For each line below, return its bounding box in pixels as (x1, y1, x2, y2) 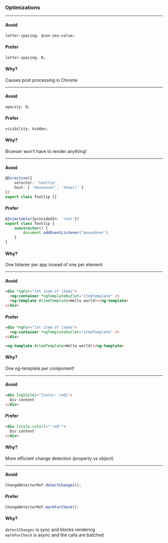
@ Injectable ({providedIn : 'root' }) (5, 216, 79, 221)
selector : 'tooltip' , (14, 180, 59, 186)
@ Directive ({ (5, 176, 32, 181)
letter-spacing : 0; (5, 55, 46, 60)
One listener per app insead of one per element (5, 261, 103, 267)
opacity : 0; (5, 104, 30, 109)
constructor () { (14, 225, 48, 231)
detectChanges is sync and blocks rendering (5, 526, 95, 533)
